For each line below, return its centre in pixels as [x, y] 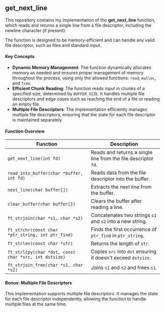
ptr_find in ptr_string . [118, 236]
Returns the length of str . [120, 243]
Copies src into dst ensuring [124, 252]
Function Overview [25, 131]
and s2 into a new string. [119, 221]
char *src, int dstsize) [37, 257]
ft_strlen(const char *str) [40, 244]
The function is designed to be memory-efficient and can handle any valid [80, 40]
